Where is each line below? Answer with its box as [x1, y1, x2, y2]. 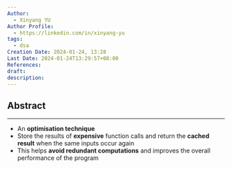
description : [7, 74, 45, 81]
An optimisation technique [17, 125, 95, 133]
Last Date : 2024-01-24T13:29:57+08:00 [7, 55, 119, 62]
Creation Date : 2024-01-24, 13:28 [7, 49, 107, 56]
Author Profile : [7, 23, 54, 30]
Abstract [7, 99, 46, 111]
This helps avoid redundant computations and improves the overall [17, 146, 211, 155]
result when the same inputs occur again [17, 139, 135, 148]
